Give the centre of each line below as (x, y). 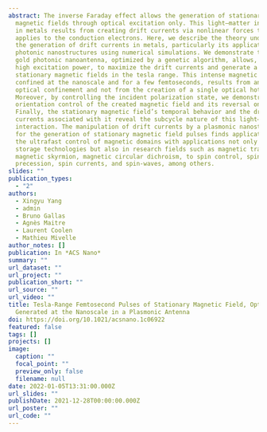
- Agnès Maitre (41, 223)
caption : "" (35, 357)
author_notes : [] (37, 245)
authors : (23, 193)
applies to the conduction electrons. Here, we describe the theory (131, 38)
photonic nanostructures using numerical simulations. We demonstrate (135, 53)
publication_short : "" (46, 283)
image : (19, 349)
